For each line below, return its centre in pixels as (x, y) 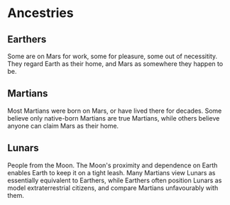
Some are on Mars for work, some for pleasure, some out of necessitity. (113, 56)
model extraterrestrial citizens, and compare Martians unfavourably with (113, 188)
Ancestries (40, 13)
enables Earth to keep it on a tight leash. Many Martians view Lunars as (111, 172)
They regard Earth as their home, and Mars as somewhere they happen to (115, 64)
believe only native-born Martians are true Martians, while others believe (114, 118)
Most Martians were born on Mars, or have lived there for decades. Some (115, 111)
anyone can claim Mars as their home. (63, 126)
